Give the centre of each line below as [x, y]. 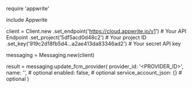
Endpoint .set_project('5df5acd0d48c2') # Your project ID [76, 37]
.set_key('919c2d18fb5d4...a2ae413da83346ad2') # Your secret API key [94, 44]
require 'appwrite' [28, 9]
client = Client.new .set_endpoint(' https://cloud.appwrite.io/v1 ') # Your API [96, 31]
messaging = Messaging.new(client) [50, 55]
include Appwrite [27, 20]
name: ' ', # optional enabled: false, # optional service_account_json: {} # [94, 72]
